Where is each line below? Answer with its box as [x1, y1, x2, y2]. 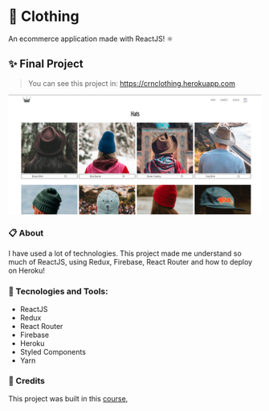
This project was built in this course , [8, 393, 128, 403]
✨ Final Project [8, 57, 84, 71]
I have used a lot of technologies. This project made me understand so [8, 249, 243, 258]
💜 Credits [8, 376, 46, 387]
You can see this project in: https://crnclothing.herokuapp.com [27, 78, 235, 88]
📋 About [8, 227, 44, 238]
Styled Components [19, 347, 87, 356]
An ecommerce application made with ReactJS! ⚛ [8, 34, 174, 43]
